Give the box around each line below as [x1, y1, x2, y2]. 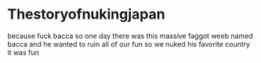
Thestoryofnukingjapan [7, 5, 165, 23]
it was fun [7, 47, 40, 57]
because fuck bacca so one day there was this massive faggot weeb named [7, 31, 254, 40]
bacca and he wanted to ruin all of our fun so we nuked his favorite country [7, 39, 251, 48]
